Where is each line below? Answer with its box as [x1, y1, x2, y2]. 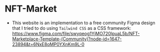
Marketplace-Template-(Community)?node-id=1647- [12, 36, 122, 42]
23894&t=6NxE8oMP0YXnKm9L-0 [12, 41, 85, 47]
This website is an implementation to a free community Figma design [12, 20, 155, 26]
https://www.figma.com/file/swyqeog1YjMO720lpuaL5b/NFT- [12, 30, 140, 36]
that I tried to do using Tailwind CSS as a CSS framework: [12, 25, 132, 31]
